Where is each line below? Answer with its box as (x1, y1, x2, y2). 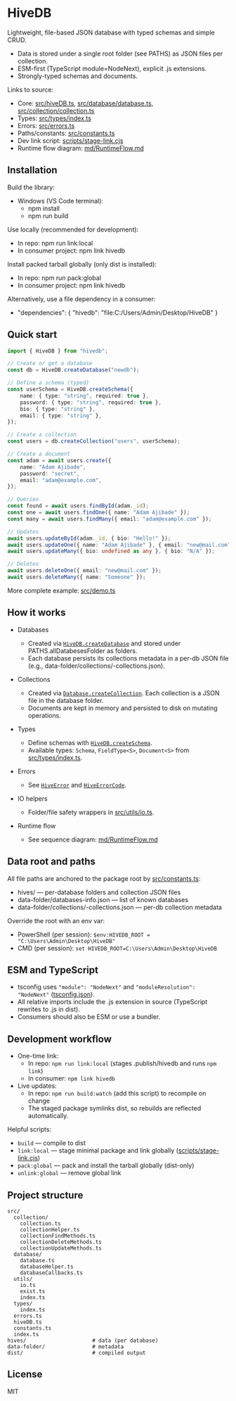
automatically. (27, 1112, 69, 1120)
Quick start (7, 329, 58, 341)
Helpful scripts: (7, 1125, 51, 1134)
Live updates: (17, 1082, 58, 1090)
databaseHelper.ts (20, 1263, 74, 1270)
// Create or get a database (7, 360, 93, 367)
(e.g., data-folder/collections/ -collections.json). (27, 661, 165, 670)
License (7, 1369, 43, 1381)
